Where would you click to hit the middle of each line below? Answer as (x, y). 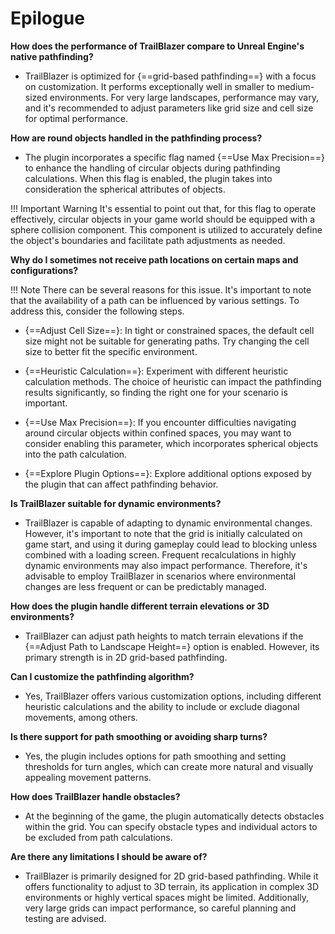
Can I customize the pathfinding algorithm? (102, 676)
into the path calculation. (76, 454)
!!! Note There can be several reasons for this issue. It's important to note (161, 289)
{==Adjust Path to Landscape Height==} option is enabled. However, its (172, 646)
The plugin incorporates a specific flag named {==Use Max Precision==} (175, 157)
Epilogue (47, 18)
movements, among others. (81, 717)
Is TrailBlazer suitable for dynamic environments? (116, 503)
